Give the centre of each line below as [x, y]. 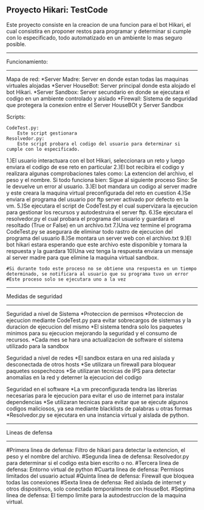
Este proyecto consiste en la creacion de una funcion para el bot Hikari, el [99, 24]
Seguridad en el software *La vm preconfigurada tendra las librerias [92, 389]
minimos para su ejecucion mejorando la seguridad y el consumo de [92, 333]
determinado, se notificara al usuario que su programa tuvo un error [97, 274]
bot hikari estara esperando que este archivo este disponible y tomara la [97, 244]
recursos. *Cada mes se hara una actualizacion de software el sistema [95, 340]
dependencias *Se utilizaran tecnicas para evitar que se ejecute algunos [97, 402]
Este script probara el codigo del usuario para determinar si [99, 144]
